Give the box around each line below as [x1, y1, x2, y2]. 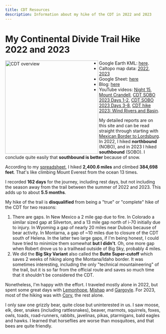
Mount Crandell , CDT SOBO [99, 92, 156, 98]
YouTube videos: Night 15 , [99, 86, 152, 92]
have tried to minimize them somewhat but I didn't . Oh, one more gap [12, 241, 155, 247]
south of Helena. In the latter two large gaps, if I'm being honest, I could [12, 235, 159, 241]
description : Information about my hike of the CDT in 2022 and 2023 [5, 12, 152, 17]
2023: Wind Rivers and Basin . [99, 108, 160, 114]
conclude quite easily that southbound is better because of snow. [5, 155, 140, 161]
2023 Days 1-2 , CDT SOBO [99, 97, 154, 103]
